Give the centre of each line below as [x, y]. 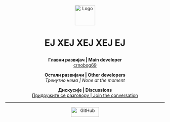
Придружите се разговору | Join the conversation [85, 95]
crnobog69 [85, 65]
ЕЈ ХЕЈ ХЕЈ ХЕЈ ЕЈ [85, 43]
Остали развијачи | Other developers [85, 75]
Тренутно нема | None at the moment [85, 80]
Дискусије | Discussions [85, 90]
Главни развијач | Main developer [85, 60]
